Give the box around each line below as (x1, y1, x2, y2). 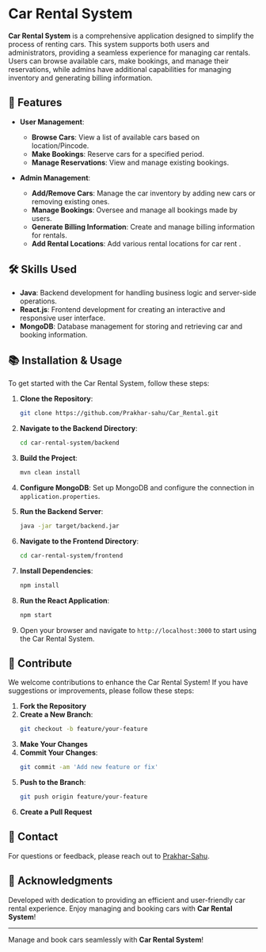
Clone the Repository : (19, 394, 93, 404)
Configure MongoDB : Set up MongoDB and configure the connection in (19, 483, 255, 492)
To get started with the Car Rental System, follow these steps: (8, 379, 210, 388)
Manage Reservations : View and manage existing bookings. (31, 158, 230, 167)
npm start (19, 611, 53, 619)
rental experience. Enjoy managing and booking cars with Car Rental (8, 904, 233, 913)
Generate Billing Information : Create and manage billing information (31, 222, 256, 231)
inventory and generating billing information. (8, 73, 153, 82)
